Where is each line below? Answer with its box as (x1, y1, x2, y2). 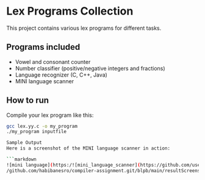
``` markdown (6, 156, 37, 162)
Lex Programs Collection (6, 4, 134, 18)
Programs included (6, 42, 81, 52)
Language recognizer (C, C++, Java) (15, 71, 108, 78)
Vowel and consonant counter (15, 58, 91, 65)
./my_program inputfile (6, 129, 67, 135)
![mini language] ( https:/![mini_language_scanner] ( (6, 162, 140, 168)
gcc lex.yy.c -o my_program (6, 123, 78, 129)
